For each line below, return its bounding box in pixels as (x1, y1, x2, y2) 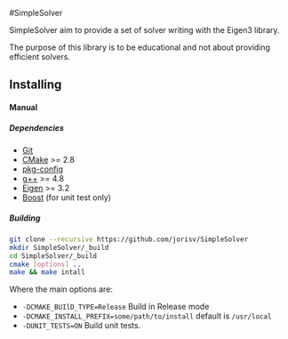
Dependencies (9, 122, 65, 133)
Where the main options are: (9, 284, 114, 295)
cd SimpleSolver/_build (9, 251, 98, 261)
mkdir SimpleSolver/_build (9, 243, 109, 252)
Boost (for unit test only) (21, 191, 112, 203)
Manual (9, 101, 38, 112)
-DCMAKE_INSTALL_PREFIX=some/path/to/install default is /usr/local (21, 311, 272, 321)
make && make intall (9, 268, 86, 277)
